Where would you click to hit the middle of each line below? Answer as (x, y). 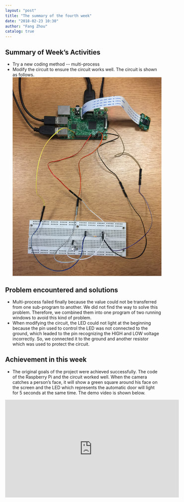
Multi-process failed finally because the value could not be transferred (85, 302)
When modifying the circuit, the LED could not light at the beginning (82, 323)
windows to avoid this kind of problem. (52, 318)
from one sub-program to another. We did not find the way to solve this (85, 307)
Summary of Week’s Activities (53, 52)
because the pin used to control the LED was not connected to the (80, 328)
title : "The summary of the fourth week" (49, 16)
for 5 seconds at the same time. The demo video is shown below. (79, 393)
